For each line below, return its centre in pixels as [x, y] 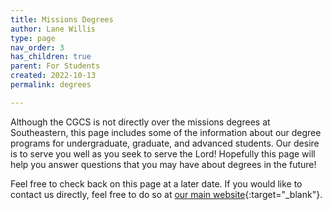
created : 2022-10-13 [53, 76]
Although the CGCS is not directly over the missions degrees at [140, 122]
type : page [33, 38]
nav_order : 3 [37, 47]
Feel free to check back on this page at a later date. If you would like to [156, 183]
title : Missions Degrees [62, 19]
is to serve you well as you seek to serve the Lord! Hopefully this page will [163, 153]
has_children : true [51, 57]
